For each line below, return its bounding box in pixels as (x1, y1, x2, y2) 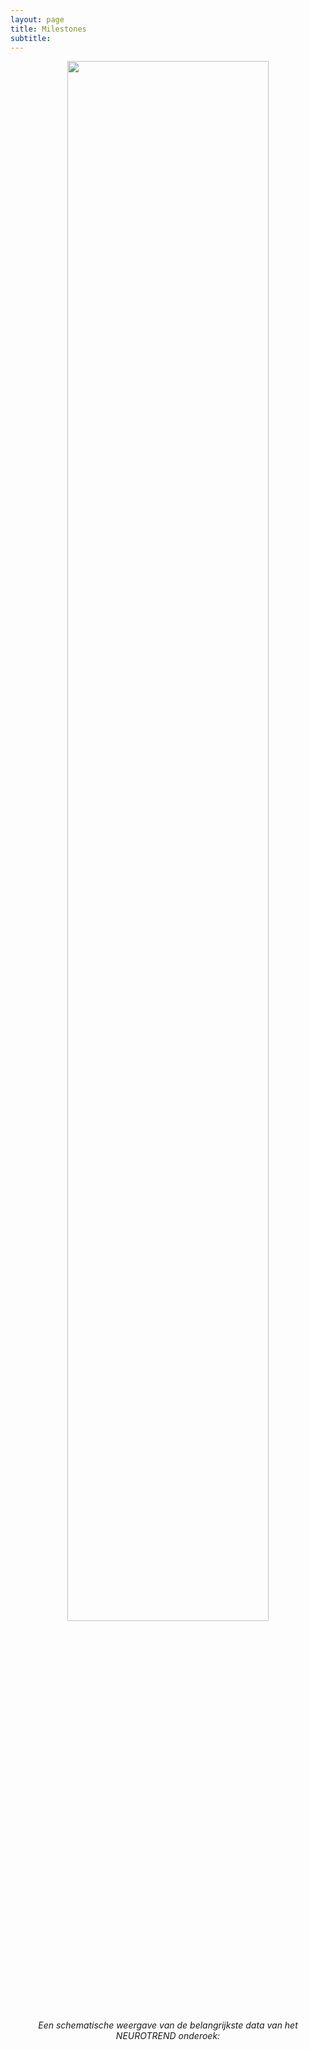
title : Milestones (10, 24, 87, 34)
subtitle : (10, 33, 52, 43)
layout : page (10, 14, 65, 25)
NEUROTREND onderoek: (115, 2030, 221, 2042)
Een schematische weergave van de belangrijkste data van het (38, 2019, 298, 2031)
